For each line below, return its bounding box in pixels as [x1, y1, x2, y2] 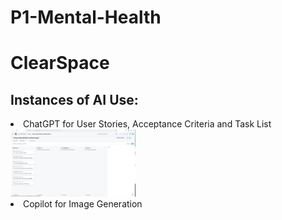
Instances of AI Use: [10, 91, 139, 108]
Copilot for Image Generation [23, 197, 143, 210]
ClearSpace [10, 52, 110, 75]
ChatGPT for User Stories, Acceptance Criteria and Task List [23, 118, 272, 130]
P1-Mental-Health [10, 6, 162, 29]
